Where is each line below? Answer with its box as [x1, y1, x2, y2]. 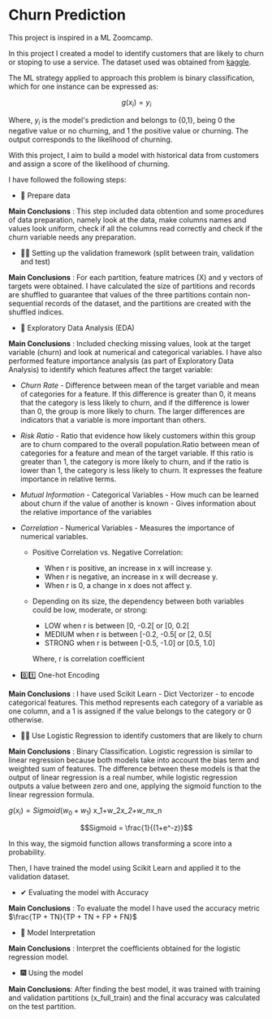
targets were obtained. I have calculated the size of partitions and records [8, 281, 256, 291]
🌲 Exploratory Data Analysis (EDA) [19, 323, 136, 332]
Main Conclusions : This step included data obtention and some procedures [8, 206, 264, 216]
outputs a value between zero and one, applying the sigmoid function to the [8, 780, 262, 791]
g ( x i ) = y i [121, 97, 152, 109]
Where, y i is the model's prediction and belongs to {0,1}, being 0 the [8, 115, 235, 127]
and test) [19, 257, 51, 266]
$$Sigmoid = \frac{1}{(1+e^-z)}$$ [80, 823, 193, 832]
